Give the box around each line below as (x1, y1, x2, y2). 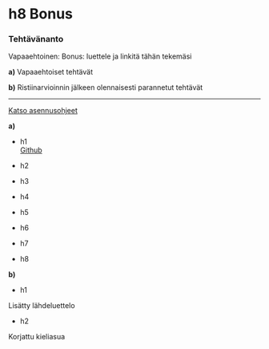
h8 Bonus (8, 5, 74, 23)
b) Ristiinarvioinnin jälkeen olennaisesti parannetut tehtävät (8, 83, 203, 92)
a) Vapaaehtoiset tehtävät (8, 67, 94, 77)
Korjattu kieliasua (8, 332, 66, 342)
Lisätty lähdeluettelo (8, 301, 75, 310)
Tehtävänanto (8, 34, 64, 45)
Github (19, 145, 42, 155)
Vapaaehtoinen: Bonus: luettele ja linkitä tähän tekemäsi (8, 51, 192, 61)
